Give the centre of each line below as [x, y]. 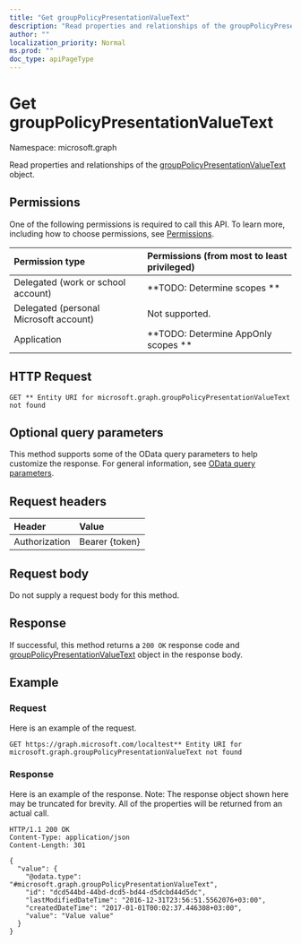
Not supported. [179, 313]
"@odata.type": [54, 876]
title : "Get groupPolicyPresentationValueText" [100, 17]
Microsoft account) [54, 319]
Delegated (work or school [70, 281]
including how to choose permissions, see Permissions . [112, 233]
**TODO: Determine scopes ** [214, 288]
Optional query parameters [86, 433]
